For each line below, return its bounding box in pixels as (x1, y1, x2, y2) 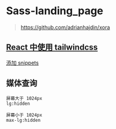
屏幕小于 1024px (6, 112, 42, 118)
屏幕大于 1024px (6, 95, 42, 101)
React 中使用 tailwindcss (6, 43, 98, 53)
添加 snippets (6, 59, 39, 66)
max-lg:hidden (6, 117, 41, 123)
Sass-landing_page (6, 4, 104, 18)
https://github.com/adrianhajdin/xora (20, 24, 110, 31)
